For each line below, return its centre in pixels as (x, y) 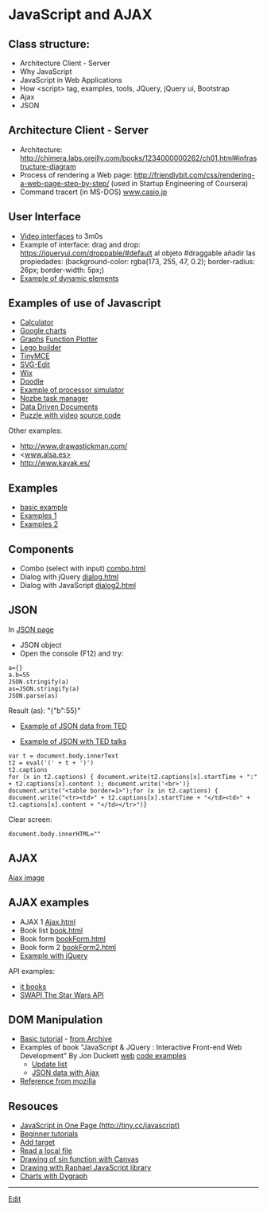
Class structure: (49, 44)
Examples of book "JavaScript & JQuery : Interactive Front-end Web (131, 1047)
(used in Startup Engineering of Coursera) (180, 183)
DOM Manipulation (56, 1020)
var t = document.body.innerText (64, 756)
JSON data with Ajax (65, 1073)
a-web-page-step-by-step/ (64, 183)
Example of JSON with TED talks (73, 741)
